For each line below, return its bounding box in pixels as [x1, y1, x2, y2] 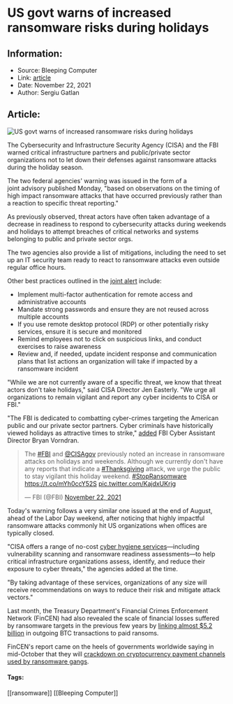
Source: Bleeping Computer [17, 66, 98, 74]
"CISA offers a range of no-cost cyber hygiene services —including [7, 542, 200, 550]
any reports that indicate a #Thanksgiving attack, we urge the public [24, 464, 221, 473]
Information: [7, 48, 63, 59]
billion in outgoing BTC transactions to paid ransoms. [7, 628, 159, 637]
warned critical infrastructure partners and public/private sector [7, 148, 191, 157]
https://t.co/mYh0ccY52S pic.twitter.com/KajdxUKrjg [24, 479, 176, 487]
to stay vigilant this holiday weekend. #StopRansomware [24, 472, 187, 480]
